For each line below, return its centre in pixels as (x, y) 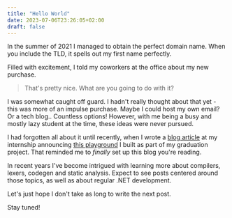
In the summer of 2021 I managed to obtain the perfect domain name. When (116, 47)
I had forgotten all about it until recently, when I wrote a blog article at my (113, 137)
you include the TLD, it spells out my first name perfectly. (89, 54)
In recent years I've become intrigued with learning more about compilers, (114, 166)
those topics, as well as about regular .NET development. (89, 180)
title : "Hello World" (39, 14)
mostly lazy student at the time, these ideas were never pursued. (101, 124)
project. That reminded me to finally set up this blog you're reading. (104, 152)
